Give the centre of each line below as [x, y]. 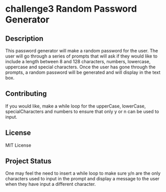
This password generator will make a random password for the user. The [82, 51]
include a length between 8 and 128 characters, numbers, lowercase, [78, 61]
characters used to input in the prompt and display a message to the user [82, 179]
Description [24, 38]
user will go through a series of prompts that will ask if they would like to [81, 56]
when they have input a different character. [51, 184]
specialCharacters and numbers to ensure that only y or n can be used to [82, 111]
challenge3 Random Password [71, 9]
